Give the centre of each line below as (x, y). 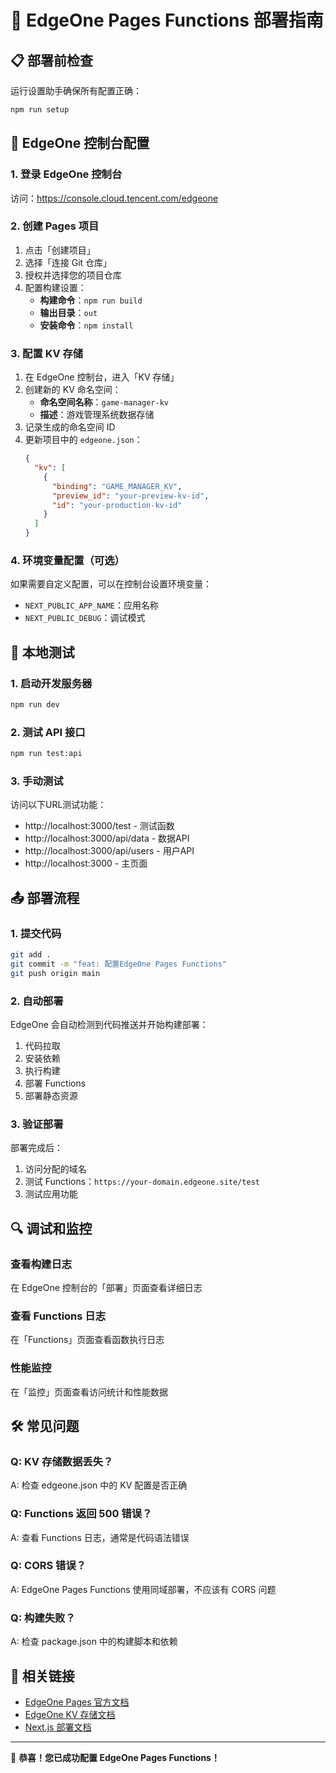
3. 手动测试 (37, 781)
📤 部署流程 (45, 897)
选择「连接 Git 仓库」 (68, 262)
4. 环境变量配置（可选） (67, 560)
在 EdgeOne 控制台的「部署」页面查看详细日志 (106, 1287)
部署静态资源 (51, 1095)
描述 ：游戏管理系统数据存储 (97, 415)
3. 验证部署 (37, 1124)
